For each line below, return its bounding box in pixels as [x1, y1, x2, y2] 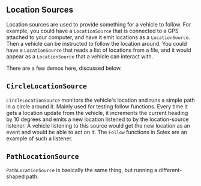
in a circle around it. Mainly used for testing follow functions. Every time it [6, 102, 188, 110]
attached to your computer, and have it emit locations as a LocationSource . [6, 33, 191, 41]
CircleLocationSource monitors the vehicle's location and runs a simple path [6, 96, 195, 104]
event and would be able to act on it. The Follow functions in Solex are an [6, 128, 188, 135]
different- [158, 167, 182, 174]
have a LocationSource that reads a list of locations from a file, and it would [6, 46, 191, 54]
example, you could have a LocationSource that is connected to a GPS [6, 27, 179, 34]
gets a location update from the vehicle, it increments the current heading [6, 109, 188, 116]
